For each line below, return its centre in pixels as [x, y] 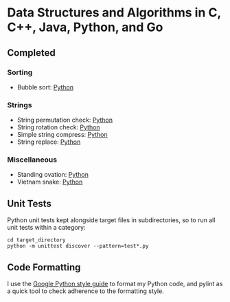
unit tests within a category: [46, 228]
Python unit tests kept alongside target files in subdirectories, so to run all [111, 220]
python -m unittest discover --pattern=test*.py [78, 246]
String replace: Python [49, 142]
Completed [32, 53]
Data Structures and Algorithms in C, [114, 13]
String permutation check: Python [65, 120]
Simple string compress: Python [62, 135]
